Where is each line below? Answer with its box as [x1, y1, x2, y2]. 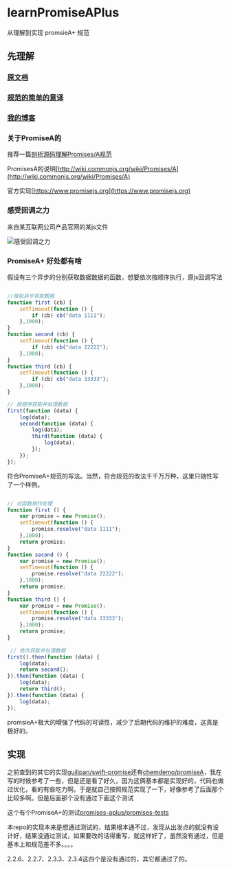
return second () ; [19, 666, 69, 673]
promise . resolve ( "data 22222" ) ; [32, 571, 125, 577]
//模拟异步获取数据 [7, 292, 55, 300]
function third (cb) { [7, 363, 72, 370]
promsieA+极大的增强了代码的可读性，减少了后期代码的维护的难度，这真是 [7, 718, 219, 726]
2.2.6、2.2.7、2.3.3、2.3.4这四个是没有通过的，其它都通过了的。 [7, 855, 191, 863]
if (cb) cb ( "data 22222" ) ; [32, 344, 109, 351]
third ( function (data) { [32, 433, 103, 440]
